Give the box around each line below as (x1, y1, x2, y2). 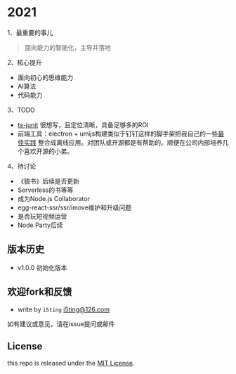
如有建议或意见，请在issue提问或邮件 (7, 319, 115, 328)
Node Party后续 (17, 221, 63, 229)
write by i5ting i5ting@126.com (17, 305, 110, 314)
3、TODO (7, 105, 35, 114)
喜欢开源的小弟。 (23, 147, 74, 155)
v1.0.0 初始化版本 (17, 263, 67, 271)
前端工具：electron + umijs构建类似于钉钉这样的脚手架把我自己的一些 (17, 129, 218, 138)
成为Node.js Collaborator (17, 194, 90, 202)
